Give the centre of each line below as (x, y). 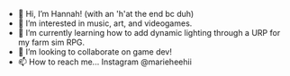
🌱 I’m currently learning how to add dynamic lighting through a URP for (149, 33)
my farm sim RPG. (51, 42)
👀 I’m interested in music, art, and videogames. (105, 23)
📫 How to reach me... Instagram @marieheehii (104, 62)
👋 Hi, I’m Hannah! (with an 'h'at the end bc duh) (106, 14)
